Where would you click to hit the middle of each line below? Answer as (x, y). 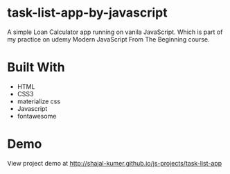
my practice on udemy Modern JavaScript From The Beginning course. (108, 39)
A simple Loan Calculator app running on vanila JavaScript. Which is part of (115, 32)
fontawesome (37, 116)
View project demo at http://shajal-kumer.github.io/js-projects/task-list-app (115, 163)
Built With (36, 68)
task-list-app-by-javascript (87, 13)
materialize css (39, 101)
